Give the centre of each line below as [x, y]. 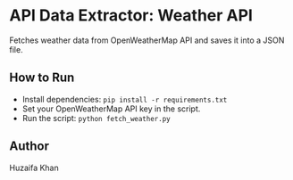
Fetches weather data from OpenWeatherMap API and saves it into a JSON [147, 40]
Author [29, 147]
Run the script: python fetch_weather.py [96, 118]
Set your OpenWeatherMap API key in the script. [111, 109]
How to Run [42, 78]
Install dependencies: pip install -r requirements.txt [125, 99]
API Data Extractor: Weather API [131, 16]
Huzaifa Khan [34, 168]
